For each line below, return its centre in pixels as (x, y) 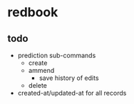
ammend (41, 70)
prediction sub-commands (57, 55)
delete (38, 85)
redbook (33, 12)
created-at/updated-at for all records (72, 93)
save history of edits (69, 78)
